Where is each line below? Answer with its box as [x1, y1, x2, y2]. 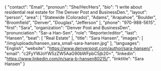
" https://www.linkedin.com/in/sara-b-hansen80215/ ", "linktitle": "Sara [4, 56, 144, 61]
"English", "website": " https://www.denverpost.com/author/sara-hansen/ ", [4, 46, 154, 51]
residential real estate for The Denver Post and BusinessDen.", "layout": [4, 9, 148, 15]
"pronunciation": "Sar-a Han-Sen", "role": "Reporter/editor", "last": [4, 30, 137, 35]
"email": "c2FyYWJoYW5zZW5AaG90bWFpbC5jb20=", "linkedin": [4, 51, 137, 56]
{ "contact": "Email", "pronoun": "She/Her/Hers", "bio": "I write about [4, 4, 142, 10]
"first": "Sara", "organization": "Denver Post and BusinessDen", [4, 25, 131, 31]
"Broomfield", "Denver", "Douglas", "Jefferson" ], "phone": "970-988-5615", [4, 19, 156, 25]
